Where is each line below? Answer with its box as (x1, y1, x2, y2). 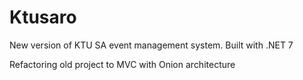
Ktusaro (9, 6, 77, 29)
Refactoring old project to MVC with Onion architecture (9, 58, 236, 70)
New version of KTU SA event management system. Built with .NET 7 (9, 39, 294, 51)
